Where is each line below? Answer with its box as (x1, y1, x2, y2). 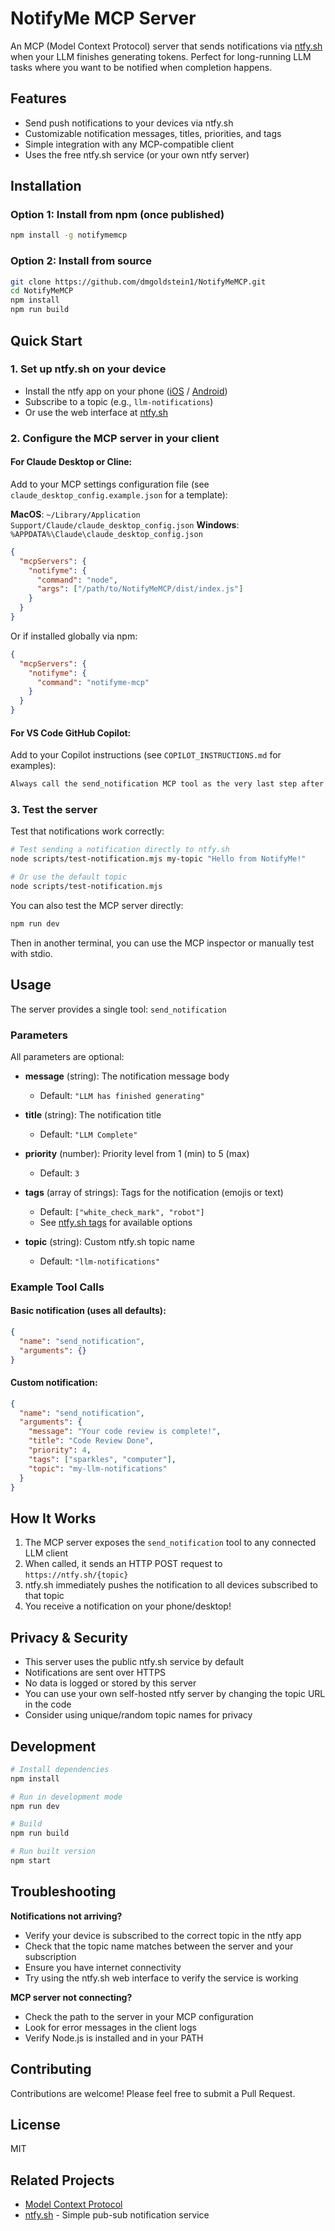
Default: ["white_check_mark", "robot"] (39, 1205, 205, 1217)
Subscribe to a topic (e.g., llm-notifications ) (24, 395, 214, 407)
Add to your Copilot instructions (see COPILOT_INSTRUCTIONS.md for (10, 749, 282, 761)
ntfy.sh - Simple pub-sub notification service (24, 2209, 210, 2221)
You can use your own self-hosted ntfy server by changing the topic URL (24, 1688, 326, 1700)
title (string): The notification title (24, 1108, 162, 1121)
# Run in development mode (10, 1792, 123, 1802)
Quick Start (10, 332, 83, 349)
